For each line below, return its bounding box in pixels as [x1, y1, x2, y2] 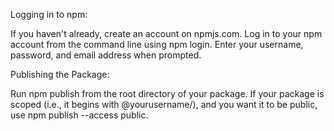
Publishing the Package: [10, 69, 110, 80]
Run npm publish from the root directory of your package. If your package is [10, 88, 325, 99]
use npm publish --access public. [10, 109, 149, 121]
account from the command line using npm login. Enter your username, [10, 39, 304, 50]
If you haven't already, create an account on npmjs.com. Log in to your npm [10, 28, 323, 39]
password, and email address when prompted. [10, 49, 202, 61]
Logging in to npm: [10, 9, 88, 20]
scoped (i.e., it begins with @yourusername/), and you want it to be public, [10, 99, 318, 110]
